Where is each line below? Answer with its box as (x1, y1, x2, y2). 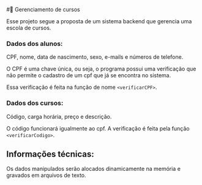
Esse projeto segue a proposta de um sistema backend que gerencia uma (6, 18, 192, 25)
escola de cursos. (6, 25, 51, 31)
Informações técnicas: (6, 149, 94, 159)
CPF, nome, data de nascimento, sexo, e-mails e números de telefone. (6, 53, 184, 61)
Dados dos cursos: (6, 99, 64, 107)
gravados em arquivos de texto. (6, 172, 87, 179)
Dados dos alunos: (6, 39, 63, 48)
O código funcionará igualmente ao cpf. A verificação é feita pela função (6, 124, 190, 132)
